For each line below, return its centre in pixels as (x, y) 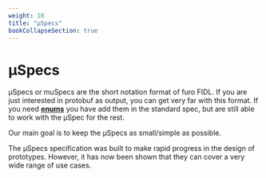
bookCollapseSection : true (53, 30)
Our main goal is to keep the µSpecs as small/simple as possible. (115, 133)
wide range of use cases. (50, 165)
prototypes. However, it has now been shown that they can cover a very (127, 157)
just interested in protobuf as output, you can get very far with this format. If (133, 101)
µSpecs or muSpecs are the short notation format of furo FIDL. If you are (128, 92)
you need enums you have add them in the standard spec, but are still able (131, 109)
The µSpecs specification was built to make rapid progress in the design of (132, 148)
